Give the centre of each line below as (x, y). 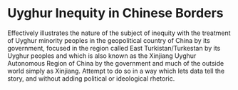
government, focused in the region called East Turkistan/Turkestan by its (114, 48)
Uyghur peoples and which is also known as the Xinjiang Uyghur (102, 56)
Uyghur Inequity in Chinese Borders (115, 13)
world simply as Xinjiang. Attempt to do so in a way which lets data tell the (116, 71)
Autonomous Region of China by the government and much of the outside (116, 63)
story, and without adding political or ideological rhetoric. (91, 78)
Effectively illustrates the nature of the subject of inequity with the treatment (119, 33)
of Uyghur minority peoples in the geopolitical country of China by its (109, 40)
